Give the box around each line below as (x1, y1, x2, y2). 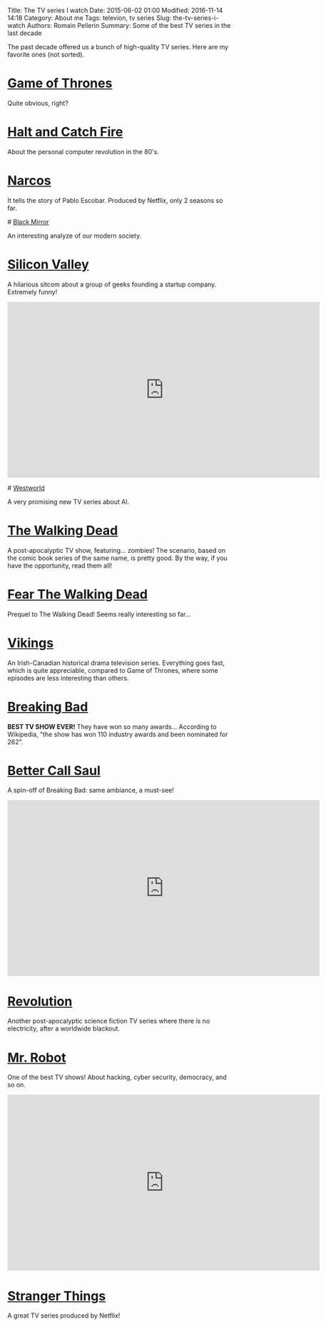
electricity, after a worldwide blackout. (7, 1024, 120, 1033)
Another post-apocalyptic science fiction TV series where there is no (7, 1017, 210, 1026)
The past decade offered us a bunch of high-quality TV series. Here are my (7, 43, 229, 51)
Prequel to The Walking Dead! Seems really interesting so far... (7, 610, 191, 619)
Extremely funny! (7, 287, 58, 296)
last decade (7, 29, 42, 37)
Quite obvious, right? (7, 99, 69, 107)
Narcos (7, 173, 51, 189)
